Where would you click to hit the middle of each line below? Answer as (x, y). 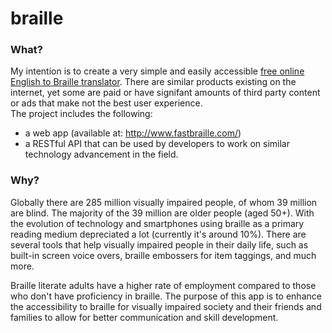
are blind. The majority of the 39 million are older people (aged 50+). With (162, 213)
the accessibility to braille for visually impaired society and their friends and (166, 306)
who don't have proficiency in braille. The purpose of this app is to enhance (166, 296)
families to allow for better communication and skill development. (144, 317)
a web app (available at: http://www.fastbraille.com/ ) (133, 133)
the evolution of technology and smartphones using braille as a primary (157, 223)
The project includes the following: (81, 114)
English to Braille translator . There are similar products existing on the (153, 82)
